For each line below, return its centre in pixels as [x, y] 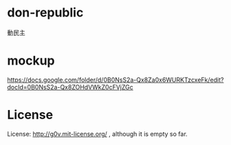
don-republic [45, 13]
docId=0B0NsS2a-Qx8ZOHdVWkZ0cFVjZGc [70, 87]
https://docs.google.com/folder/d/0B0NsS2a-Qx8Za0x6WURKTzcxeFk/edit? [115, 80]
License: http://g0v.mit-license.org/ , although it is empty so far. [97, 134]
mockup [31, 61]
